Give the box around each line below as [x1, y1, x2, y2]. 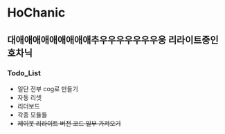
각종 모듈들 [17, 111, 48, 119]
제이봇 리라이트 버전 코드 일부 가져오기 [17, 119, 121, 127]
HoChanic [7, 5, 66, 21]
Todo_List [7, 68, 42, 77]
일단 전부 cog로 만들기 [17, 84, 78, 93]
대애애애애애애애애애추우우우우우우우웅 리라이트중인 [7, 34, 219, 46]
